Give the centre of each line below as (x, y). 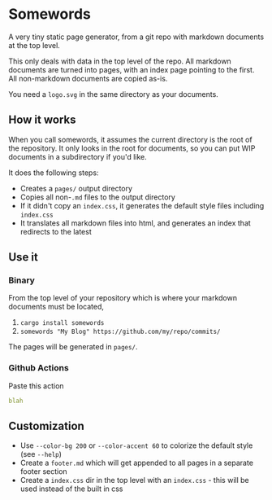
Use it (23, 257)
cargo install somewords (62, 323)
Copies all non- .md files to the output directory (98, 197)
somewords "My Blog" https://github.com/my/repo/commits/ (120, 332)
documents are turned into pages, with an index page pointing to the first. (132, 69)
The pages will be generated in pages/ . (73, 347)
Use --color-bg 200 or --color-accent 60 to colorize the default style (136, 445)
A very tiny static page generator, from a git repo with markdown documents (136, 37)
